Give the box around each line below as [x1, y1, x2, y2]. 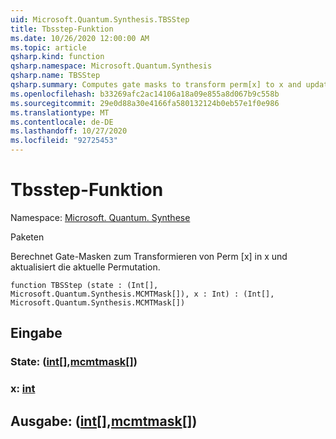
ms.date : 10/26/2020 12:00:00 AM [10, 33, 150, 43]
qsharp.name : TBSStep [10, 71, 101, 81]
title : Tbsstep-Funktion [10, 24, 114, 34]
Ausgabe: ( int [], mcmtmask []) [10, 412, 198, 430]
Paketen [10, 231, 45, 243]
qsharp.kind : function [10, 52, 105, 62]
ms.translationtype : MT [10, 107, 110, 118]
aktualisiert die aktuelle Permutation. [10, 261, 161, 273]
